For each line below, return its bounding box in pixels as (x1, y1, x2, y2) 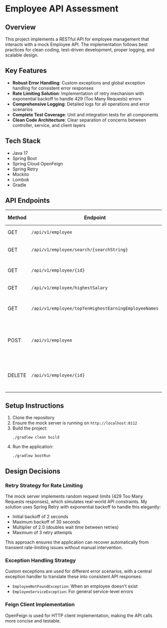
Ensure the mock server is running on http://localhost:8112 (12, 420, 138, 426)
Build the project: (12, 425, 48, 431)
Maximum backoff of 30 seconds (12, 519, 81, 525)
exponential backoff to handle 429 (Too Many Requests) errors (12, 95, 142, 101)
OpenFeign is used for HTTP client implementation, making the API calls (5, 613, 153, 619)
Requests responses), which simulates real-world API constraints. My (5, 498, 148, 505)
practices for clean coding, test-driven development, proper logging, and (5, 47, 155, 52)
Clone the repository (12, 415, 55, 421)
